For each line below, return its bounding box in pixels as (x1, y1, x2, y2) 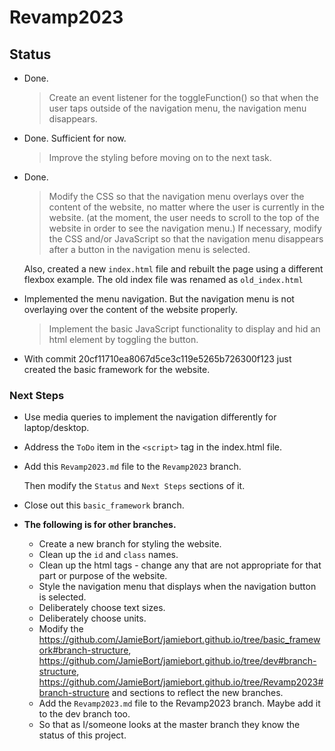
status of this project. (38, 729, 127, 741)
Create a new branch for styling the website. (38, 538, 222, 550)
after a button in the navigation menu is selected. (48, 244, 251, 255)
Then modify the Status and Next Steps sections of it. (23, 480, 246, 492)
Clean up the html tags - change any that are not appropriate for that (38, 559, 322, 571)
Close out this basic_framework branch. (23, 499, 185, 511)
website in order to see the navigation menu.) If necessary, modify (48, 222, 322, 234)
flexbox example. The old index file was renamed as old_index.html (23, 274, 304, 285)
